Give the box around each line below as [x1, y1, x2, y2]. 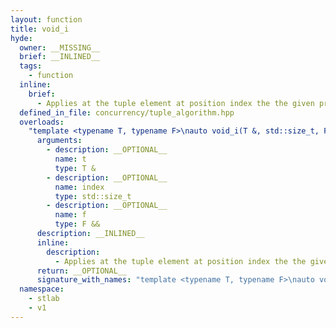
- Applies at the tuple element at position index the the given [36, 98, 315, 108]
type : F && [54, 219, 101, 230]
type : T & [54, 163, 97, 173]
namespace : [19, 284, 65, 295]
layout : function [10, 14, 83, 25]
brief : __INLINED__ [19, 52, 101, 62]
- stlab [28, 294, 60, 304]
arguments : [36, 136, 83, 146]
